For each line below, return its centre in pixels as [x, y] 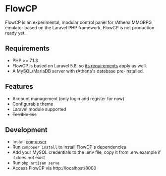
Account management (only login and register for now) [68, 98]
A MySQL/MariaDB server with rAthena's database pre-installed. [78, 71]
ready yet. [16, 33]
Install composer [29, 142]
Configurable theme [33, 104]
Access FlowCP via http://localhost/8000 [54, 168]
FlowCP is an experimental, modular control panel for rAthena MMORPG [79, 22]
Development [27, 130]
